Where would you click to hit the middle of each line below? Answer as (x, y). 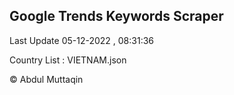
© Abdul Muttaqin (46, 79)
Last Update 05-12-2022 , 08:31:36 (82, 40)
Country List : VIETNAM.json (68, 60)
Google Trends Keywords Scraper (116, 16)
